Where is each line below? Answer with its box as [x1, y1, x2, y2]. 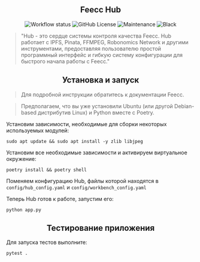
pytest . [6, 251, 28, 257]
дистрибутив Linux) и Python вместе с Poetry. [38, 109, 154, 116]
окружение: [6, 155, 37, 162]
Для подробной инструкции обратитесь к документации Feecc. [20, 91, 184, 98]
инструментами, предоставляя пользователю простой [20, 45, 162, 52]
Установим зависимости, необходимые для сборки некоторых [6, 120, 167, 127]
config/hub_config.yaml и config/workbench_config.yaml [6, 184, 147, 191]
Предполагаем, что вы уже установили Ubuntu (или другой [20, 102, 174, 109]
